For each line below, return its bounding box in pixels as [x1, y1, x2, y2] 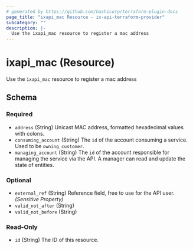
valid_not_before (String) [14, 208, 77, 215]
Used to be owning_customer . [14, 142, 84, 149]
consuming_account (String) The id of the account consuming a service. [14, 136, 188, 143]
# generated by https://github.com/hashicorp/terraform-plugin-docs [6, 8, 178, 15]
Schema [6, 93, 37, 103]
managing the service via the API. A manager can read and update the [14, 155, 186, 162]
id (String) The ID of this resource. [14, 237, 99, 244]
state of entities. [14, 161, 54, 168]
